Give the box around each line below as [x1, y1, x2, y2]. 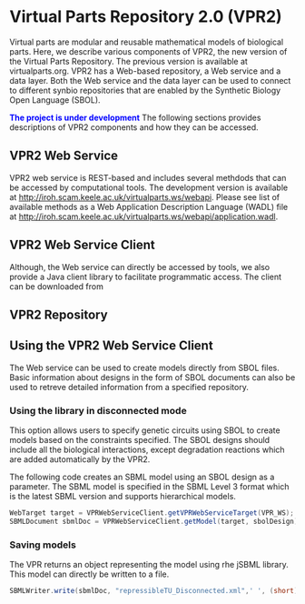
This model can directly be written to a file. [9, 569, 170, 579]
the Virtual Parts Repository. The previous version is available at [9, 55, 248, 66]
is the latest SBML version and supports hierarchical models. [9, 491, 236, 502]
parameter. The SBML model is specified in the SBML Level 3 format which [9, 481, 290, 492]
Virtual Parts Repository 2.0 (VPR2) [9, 6, 283, 27]
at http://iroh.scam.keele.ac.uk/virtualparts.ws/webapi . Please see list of [9, 191, 280, 202]
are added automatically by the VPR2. [9, 454, 151, 465]
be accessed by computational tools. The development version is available [9, 182, 289, 193]
